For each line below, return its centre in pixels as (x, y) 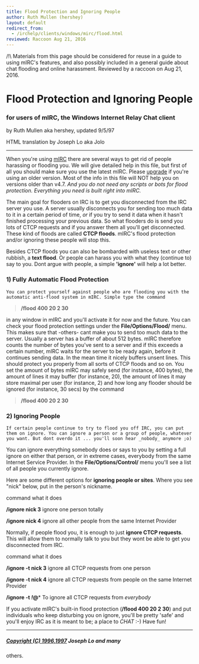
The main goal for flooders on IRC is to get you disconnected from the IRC (97, 202)
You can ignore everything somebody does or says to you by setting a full (96, 450)
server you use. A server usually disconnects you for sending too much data (99, 208)
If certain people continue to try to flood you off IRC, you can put (95, 428)
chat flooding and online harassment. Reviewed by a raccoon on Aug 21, (94, 69)
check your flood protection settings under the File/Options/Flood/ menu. (97, 326)
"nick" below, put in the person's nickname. (59, 486)
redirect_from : (25, 28)
